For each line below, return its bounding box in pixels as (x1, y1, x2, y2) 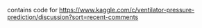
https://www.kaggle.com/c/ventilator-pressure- (58, 6, 195, 14)
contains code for (7, 6, 58, 14)
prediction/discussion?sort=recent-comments (7, 13, 139, 21)
